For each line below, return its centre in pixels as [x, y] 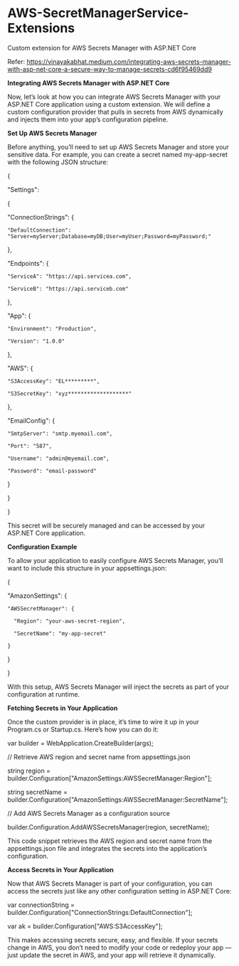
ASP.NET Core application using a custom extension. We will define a [109, 104]
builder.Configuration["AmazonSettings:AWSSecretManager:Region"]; [110, 778]
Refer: [16, 61]
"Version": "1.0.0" [36, 341]
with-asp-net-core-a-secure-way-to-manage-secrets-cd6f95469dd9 [110, 69]
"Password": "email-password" [52, 471]
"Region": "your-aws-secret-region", [70, 621]
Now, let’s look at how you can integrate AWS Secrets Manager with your [114, 97]
